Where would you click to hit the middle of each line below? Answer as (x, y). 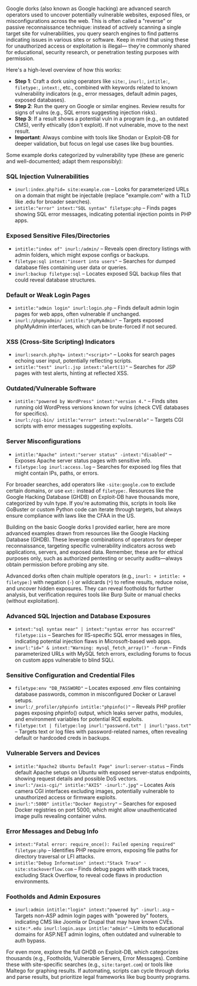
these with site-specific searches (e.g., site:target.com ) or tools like (89, 965)
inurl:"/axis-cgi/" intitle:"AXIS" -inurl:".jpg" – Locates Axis (95, 784)
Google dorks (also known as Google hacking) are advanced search (89, 9)
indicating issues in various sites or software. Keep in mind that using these (97, 40)
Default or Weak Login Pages (48, 295)
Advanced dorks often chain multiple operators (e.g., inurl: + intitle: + (96, 576)
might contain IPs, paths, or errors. (56, 473)
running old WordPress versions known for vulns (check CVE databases (102, 407)
